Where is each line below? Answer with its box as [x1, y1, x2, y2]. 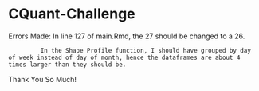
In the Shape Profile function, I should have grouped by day [40, 46, 251, 54]
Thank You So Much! [8, 74, 77, 84]
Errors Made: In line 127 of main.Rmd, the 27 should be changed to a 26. [8, 31, 245, 41]
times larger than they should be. [8, 61, 127, 69]
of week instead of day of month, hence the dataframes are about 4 [8, 53, 241, 61]
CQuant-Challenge [8, 5, 135, 23]
